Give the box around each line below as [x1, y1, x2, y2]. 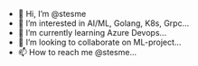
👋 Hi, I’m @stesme [17, 9, 87, 19]
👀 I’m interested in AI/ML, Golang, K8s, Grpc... [17, 18, 190, 29]
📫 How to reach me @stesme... [17, 47, 137, 57]
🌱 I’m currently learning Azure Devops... [17, 28, 167, 37]
